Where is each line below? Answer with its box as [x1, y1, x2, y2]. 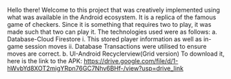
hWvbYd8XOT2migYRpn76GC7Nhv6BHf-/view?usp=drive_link [7, 65, 184, 72]
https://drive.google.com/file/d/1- [83, 57, 179, 65]
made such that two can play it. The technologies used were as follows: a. [7, 27, 217, 36]
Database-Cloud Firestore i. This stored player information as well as [7, 35, 202, 43]
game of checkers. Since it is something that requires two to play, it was [7, 21, 212, 28]
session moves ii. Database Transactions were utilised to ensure [24, 43, 207, 50]
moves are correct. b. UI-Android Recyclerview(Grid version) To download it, [7, 49, 225, 58]
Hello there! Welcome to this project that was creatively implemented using [7, 6, 221, 14]
